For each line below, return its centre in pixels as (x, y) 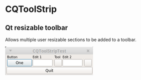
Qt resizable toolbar (37, 28)
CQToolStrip (31, 9)
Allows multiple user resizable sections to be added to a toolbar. (71, 39)
